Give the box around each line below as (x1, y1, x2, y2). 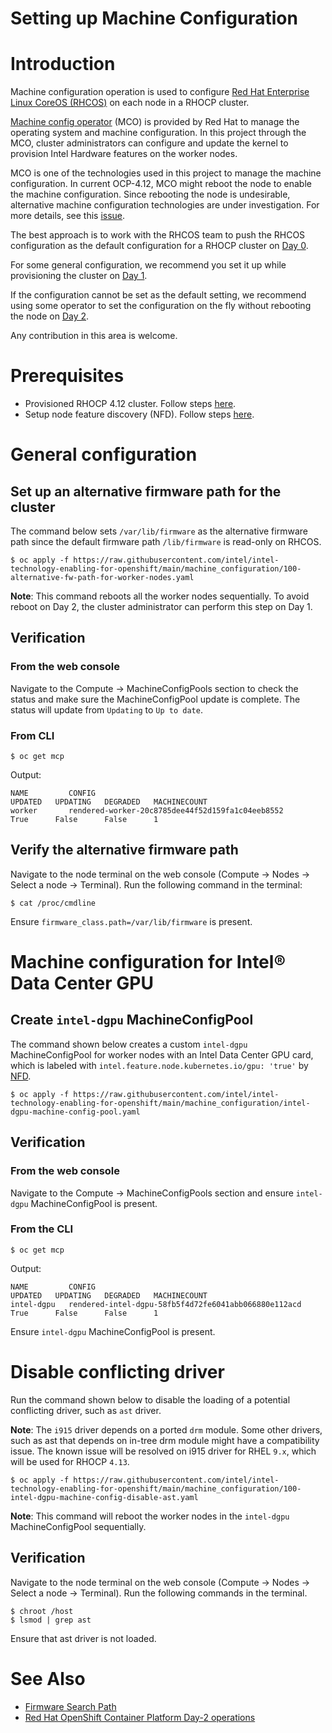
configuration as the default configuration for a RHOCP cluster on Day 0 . (10, 240, 309, 252)
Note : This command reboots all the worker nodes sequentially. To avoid (10, 590, 310, 602)
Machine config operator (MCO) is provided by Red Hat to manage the (10, 116, 300, 128)
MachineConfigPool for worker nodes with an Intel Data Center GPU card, (10, 1048, 314, 1061)
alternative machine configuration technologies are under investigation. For (10, 199, 320, 211)
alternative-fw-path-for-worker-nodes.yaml (10, 573, 195, 583)
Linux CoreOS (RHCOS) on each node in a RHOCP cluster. (10, 97, 250, 109)
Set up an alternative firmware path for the (10, 483, 282, 500)
